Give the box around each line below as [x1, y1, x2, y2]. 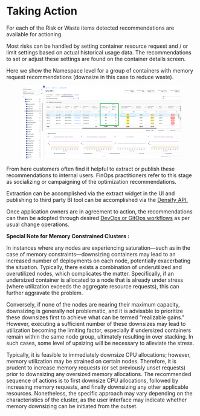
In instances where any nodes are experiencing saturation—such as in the [6, 244, 190, 252]
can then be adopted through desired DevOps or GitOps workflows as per [6, 214, 190, 221]
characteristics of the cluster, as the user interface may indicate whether [6, 396, 187, 403]
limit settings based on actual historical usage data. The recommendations [6, 48, 192, 56]
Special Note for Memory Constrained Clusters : [6, 232, 130, 239]
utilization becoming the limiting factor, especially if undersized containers [6, 327, 192, 334]
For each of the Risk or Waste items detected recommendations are [6, 24, 175, 31]
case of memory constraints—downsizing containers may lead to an [6, 250, 176, 258]
